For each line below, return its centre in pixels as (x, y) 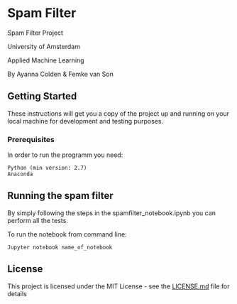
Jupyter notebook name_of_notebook (60, 247)
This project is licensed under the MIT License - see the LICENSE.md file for (118, 286)
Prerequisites (31, 139)
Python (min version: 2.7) (47, 168)
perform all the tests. (38, 220)
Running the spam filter (60, 196)
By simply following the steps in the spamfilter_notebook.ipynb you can (112, 213)
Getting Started (42, 96)
